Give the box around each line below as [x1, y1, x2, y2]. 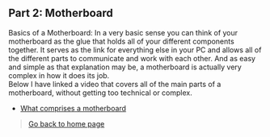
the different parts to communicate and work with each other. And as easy [8, 53, 256, 63]
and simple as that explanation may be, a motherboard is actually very [8, 62, 243, 72]
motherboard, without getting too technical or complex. [8, 88, 192, 98]
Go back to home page [27, 118, 105, 128]
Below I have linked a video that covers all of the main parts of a [8, 79, 221, 89]
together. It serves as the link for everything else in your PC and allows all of [8, 44, 262, 55]
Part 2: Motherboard [8, 6, 113, 20]
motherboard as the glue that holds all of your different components [8, 36, 234, 46]
